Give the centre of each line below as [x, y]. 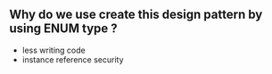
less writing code [54, 50]
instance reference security [73, 59]
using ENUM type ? [63, 29]
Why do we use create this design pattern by [136, 15]
